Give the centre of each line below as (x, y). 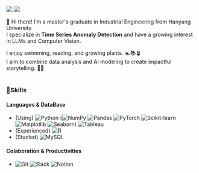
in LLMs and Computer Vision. (44, 41)
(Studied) (27, 137)
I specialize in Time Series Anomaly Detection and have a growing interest (99, 34)
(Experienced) (33, 131)
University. (20, 28)
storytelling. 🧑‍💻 (25, 68)
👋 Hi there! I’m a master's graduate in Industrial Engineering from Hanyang (99, 22)
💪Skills (17, 90)
